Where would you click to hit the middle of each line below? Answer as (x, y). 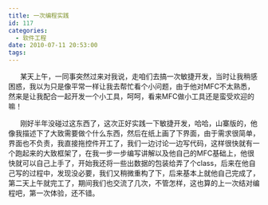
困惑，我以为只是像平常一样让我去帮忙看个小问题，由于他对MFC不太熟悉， (132, 86)
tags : (17, 53)
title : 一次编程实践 (39, 16)
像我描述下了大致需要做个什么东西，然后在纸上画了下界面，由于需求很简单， (134, 133)
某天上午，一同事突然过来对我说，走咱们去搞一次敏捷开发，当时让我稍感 (138, 76)
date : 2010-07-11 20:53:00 (53, 45)
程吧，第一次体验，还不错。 (54, 193)
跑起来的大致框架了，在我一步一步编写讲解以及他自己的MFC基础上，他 (131, 153)
